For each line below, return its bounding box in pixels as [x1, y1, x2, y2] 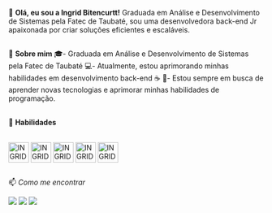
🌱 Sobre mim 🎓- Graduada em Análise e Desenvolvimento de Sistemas [8, 49, 249, 59]
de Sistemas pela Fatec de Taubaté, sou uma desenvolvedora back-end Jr [8, 16, 257, 26]
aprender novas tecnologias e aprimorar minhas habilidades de [8, 85, 220, 95]
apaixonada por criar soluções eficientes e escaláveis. [8, 25, 191, 34]
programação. [8, 93, 56, 103]
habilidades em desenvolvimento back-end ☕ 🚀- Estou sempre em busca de [8, 73, 264, 83]
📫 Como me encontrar [8, 177, 86, 187]
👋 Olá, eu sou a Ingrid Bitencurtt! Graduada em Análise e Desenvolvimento [8, 8, 260, 17]
